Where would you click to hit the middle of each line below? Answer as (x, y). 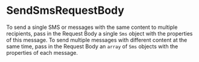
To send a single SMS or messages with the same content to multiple (92, 27)
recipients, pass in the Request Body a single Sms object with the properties (99, 33)
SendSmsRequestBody (65, 11)
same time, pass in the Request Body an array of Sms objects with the (92, 46)
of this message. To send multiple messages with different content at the (97, 40)
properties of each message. (42, 52)
